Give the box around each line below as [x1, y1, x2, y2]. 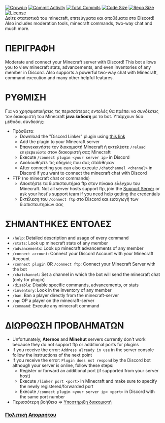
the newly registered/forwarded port [19, 383, 94, 389]
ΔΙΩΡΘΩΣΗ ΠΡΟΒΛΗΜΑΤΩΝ [5, 320, 124, 331]
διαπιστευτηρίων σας [19, 201, 64, 207]
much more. [5, 26, 30, 31]
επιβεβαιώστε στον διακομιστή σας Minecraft [19, 149, 111, 155]
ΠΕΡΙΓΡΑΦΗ [5, 43, 55, 54]
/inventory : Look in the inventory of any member [12, 287, 112, 293]
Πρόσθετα [12, 128, 33, 134]
